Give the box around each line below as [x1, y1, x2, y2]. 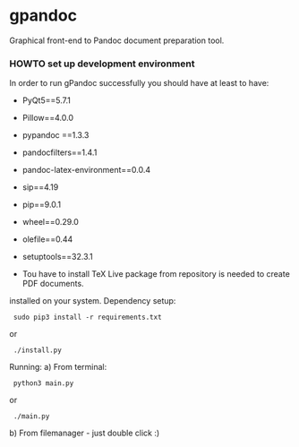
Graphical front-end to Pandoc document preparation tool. [9, 35, 225, 46]
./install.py [13, 346, 63, 355]
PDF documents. [21, 279, 84, 289]
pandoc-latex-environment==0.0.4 [21, 165, 151, 176]
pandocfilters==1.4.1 [21, 147, 98, 158]
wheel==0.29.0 [21, 217, 79, 228]
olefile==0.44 [21, 234, 73, 245]
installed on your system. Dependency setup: [9, 296, 176, 306]
